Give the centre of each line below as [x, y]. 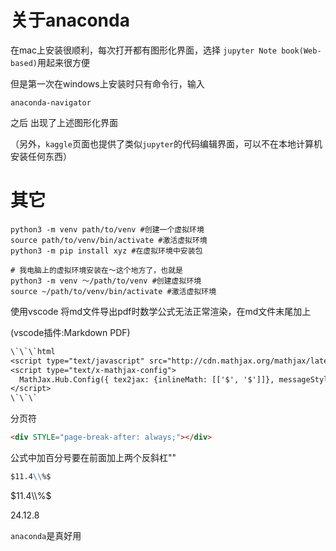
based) [24, 63]
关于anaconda [70, 20]
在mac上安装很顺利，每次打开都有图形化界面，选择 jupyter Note [143, 50]
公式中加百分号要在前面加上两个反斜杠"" [93, 457]
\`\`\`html [33, 351]
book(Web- [301, 51]
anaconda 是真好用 [46, 535]
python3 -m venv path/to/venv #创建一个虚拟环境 [107, 229]
